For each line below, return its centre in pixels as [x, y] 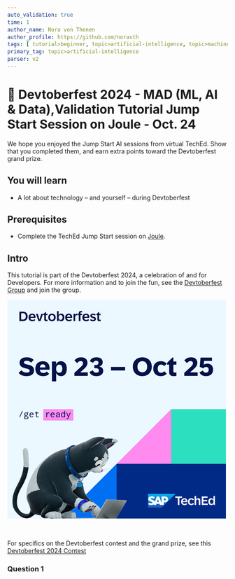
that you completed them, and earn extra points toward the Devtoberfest [112, 151]
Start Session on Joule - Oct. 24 [102, 124]
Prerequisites [37, 219]
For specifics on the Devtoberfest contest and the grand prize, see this [109, 543]
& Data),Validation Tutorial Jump [104, 110]
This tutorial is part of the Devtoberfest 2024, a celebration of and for [107, 275]
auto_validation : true [40, 15]
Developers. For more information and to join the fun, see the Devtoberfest [115, 283]
